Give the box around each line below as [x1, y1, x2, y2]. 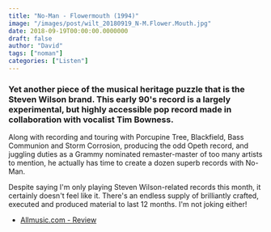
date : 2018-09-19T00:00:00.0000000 [8, 27, 129, 35]
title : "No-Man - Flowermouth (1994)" [8, 11, 139, 20]
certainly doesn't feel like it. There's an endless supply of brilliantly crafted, [8, 191, 259, 200]
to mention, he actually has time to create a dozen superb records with [8, 158, 244, 168]
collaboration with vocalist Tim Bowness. [8, 114, 174, 125]
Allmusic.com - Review [19, 215, 97, 225]
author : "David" [8, 42, 63, 50]
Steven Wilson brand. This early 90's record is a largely [8, 94, 231, 105]
